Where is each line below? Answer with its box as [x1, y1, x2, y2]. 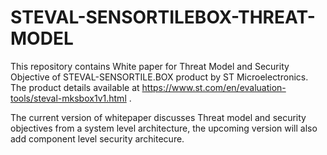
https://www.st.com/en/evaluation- [141, 81, 287, 93]
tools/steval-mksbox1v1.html [10, 92, 127, 104]
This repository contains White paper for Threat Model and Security [10, 60, 290, 72]
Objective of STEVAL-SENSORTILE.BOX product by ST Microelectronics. [10, 71, 309, 83]
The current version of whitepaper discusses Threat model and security [10, 111, 307, 123]
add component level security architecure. [10, 132, 185, 145]
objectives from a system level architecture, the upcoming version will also [10, 122, 318, 134]
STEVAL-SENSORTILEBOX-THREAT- [10, 6, 316, 29]
